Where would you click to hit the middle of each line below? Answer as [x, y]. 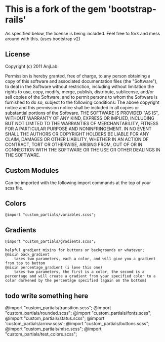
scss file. [14, 188]
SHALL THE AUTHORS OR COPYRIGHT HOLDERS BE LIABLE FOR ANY [77, 134]
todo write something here [47, 296]
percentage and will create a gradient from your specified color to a [80, 276]
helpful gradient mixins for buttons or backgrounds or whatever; [75, 250]
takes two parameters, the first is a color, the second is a [79, 272]
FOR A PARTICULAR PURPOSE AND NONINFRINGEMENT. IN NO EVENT [78, 129]
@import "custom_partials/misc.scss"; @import [53, 329]
